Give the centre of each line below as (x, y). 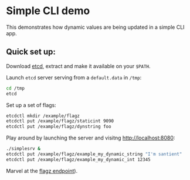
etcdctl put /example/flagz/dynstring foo (59, 127)
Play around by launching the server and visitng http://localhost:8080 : (91, 138)
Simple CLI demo (48, 11)
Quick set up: (31, 52)
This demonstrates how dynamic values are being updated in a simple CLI (95, 27)
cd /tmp (16, 88)
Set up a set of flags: (31, 105)
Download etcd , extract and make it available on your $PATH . (78, 66)
